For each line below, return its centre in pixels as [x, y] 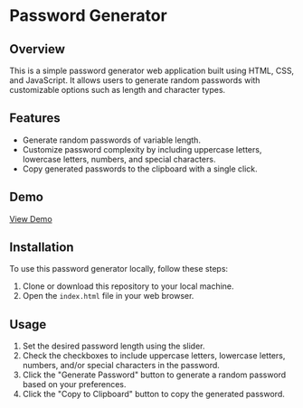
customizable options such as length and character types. [118, 90]
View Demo [31, 218]
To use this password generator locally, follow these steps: [119, 269]
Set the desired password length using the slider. [114, 346]
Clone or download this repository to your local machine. [128, 286]
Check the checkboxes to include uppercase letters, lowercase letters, [154, 356]
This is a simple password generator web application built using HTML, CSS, [152, 70]
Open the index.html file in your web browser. [108, 296]
